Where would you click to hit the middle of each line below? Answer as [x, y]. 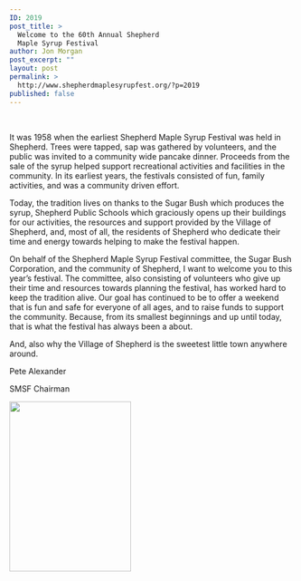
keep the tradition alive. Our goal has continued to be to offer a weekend [144, 297]
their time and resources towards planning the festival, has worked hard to [148, 287]
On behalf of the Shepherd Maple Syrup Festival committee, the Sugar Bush [150, 258]
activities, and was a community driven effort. [94, 185]
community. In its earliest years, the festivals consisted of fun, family [137, 175]
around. [24, 353]
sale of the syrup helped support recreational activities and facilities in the [147, 166]
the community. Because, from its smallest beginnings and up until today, [146, 316]
